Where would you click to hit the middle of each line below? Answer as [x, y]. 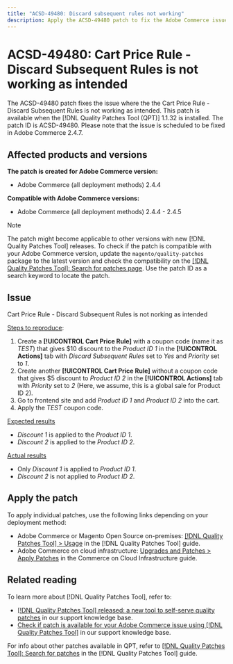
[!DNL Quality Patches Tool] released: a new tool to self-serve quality [116, 610]
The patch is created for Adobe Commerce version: [83, 172]
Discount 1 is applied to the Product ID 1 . [75, 435]
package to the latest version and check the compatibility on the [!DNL [108, 261]
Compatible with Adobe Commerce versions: [74, 198]
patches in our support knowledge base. [75, 617]
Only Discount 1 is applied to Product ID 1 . [77, 469]
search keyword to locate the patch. [59, 276]
